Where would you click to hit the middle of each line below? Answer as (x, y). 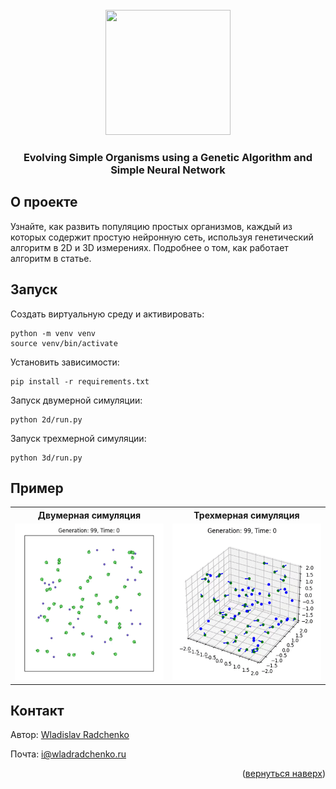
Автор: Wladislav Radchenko (70, 735)
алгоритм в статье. (51, 258)
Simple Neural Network (168, 170)
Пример (37, 488)
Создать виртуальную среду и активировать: (107, 314)
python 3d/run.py (46, 458)
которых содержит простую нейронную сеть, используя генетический (162, 237)
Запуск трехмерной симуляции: (78, 438)
